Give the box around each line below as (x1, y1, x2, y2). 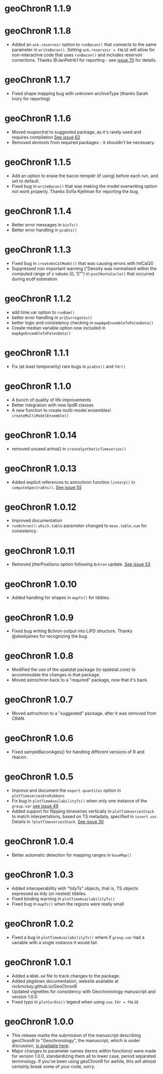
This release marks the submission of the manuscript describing (11, 1032, 141, 1038)
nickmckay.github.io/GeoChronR (11, 983, 77, 989)
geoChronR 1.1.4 (4, 206, 72, 217)
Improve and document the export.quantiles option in (11, 788, 121, 793)
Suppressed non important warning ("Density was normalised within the (11, 265, 157, 271)
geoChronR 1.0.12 (4, 501, 77, 512)
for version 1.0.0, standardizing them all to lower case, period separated (11, 1053, 156, 1059)
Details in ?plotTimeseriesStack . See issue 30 (11, 819, 104, 824)
